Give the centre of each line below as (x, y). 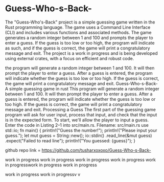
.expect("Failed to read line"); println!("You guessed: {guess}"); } (70, 140)
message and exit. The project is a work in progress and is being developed (82, 53)
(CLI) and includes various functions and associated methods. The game (78, 32)
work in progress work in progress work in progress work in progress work (81, 159)
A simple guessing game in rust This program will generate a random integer (82, 89)
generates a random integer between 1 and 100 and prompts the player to (79, 38)
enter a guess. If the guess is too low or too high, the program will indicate (80, 43)
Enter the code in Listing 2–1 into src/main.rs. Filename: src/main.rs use (77, 125)
